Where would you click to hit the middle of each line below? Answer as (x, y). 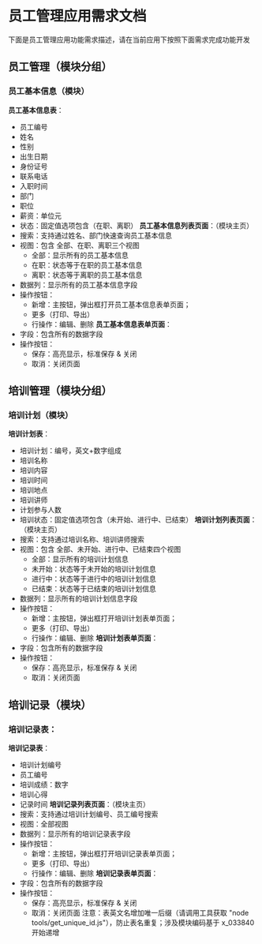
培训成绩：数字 (44, 785)
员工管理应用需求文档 (78, 16)
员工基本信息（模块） (49, 92)
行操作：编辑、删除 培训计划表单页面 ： (95, 638)
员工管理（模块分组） (60, 67)
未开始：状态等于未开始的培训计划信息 (94, 569)
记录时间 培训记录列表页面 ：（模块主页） (84, 804)
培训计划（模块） (41, 415)
